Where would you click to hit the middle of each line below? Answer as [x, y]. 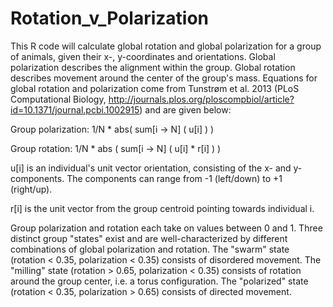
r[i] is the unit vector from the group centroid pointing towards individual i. [162, 208]
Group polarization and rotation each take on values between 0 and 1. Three [166, 228]
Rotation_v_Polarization [110, 18]
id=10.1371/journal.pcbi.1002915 [75, 109]
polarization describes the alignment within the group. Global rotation [153, 67]
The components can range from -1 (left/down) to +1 [174, 178]
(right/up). [31, 189]
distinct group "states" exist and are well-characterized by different [149, 238]
